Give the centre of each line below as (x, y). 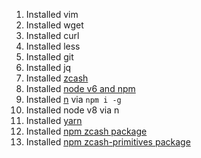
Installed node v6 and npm (80, 88)
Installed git (49, 57)
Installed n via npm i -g (73, 99)
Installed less (53, 46)
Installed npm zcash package (86, 131)
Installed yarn (54, 120)
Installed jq (48, 67)
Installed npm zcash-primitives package (108, 142)
